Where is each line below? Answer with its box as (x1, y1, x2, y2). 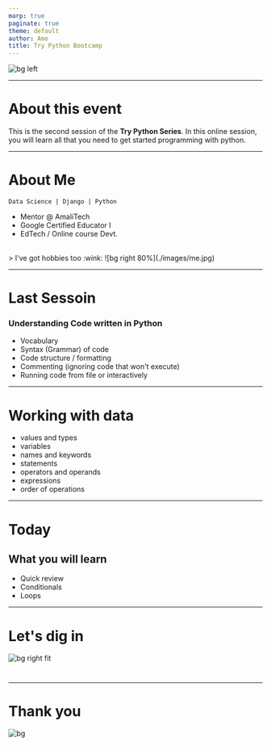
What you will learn (8, 552, 107, 566)
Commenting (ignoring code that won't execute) (19, 362, 180, 371)
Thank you (8, 702, 81, 720)
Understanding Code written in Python (8, 318, 163, 329)
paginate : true (8, 19, 60, 27)
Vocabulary (19, 336, 59, 346)
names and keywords (19, 450, 92, 460)
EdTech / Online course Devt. (19, 229, 119, 238)
